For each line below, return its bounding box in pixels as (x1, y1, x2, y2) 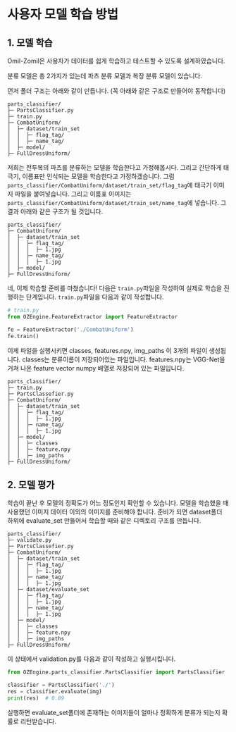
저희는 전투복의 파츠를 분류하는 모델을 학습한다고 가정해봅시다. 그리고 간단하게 (7, 163, 222, 171)
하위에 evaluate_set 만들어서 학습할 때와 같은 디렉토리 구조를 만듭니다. (7, 516, 201, 525)
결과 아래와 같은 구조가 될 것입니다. (7, 207, 104, 216)
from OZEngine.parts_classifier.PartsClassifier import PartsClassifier (7, 669, 225, 676)
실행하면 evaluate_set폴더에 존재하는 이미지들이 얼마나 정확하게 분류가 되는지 (7, 708, 221, 717)
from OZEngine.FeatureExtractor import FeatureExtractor (7, 313, 178, 321)
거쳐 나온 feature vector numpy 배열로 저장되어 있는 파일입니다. (7, 364, 185, 372)
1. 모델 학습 (7, 37, 53, 49)
